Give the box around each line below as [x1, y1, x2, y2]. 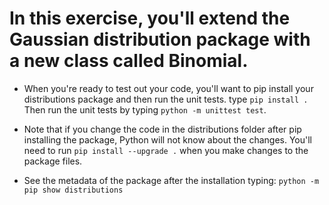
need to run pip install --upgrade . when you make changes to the [23, 144, 309, 156]
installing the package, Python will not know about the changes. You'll [23, 133, 313, 146]
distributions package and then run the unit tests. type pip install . [23, 93, 309, 105]
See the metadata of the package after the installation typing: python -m [23, 174, 320, 186]
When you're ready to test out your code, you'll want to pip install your [23, 82, 314, 94]
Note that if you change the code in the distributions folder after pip [23, 123, 302, 135]
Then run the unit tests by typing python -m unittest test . [23, 103, 267, 116]
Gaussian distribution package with [9, 28, 311, 51]
